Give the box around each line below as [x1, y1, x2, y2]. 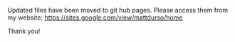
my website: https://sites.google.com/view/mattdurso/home [7, 13, 183, 22]
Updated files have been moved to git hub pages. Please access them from [7, 6, 229, 14]
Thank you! [7, 27, 41, 35]
